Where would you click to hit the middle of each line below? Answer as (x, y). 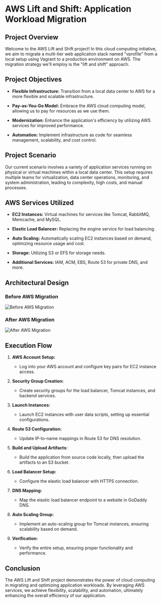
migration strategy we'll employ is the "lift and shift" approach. (67, 64)
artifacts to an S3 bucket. (44, 462)
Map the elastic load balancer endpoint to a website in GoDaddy (83, 500)
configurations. (34, 420)
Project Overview (32, 37)
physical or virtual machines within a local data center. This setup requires (79, 172)
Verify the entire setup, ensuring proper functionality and (76, 548)
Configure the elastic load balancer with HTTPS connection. (79, 481)
